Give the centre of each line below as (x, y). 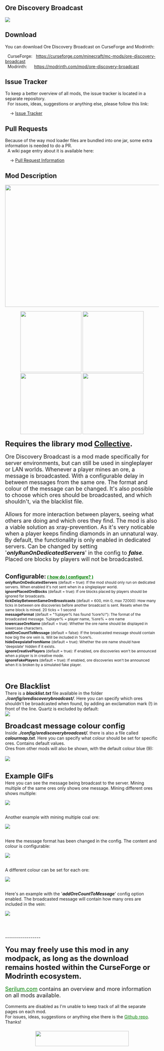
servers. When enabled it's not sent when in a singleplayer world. (61, 587)
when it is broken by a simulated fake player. (43, 665)
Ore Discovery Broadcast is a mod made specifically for (77, 457)
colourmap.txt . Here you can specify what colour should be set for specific (81, 738)
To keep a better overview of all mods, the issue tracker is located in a (76, 94)
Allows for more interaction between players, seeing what (80, 515)
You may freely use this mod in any (67, 950)
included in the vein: (25, 904)
